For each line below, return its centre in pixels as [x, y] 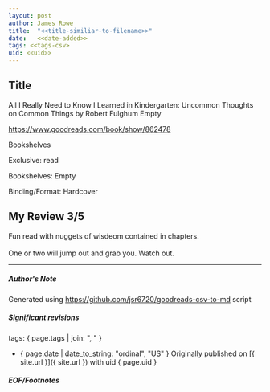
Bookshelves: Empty [42, 176]
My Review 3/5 [47, 216]
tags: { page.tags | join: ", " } [55, 337]
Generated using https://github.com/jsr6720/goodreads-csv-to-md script [130, 299]
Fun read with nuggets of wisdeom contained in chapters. [104, 236]
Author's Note [33, 279]
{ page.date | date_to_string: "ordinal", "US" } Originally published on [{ [137, 353]
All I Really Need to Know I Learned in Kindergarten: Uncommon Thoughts [131, 104]
